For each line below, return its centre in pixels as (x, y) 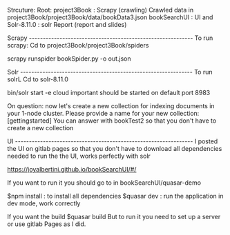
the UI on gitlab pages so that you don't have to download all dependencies (115, 149)
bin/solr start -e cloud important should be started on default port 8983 (109, 93)
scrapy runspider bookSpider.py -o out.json (69, 59)
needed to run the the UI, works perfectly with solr (79, 156)
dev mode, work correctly (44, 203)
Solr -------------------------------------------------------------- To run (110, 72)
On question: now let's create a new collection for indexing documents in (111, 106)
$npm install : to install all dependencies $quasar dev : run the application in (115, 196)
